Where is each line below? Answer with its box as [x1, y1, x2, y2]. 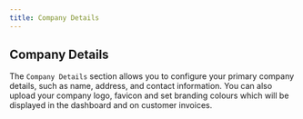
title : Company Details [9, 13, 100, 23]
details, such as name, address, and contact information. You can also [9, 81, 273, 92]
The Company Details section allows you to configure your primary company [9, 71, 295, 82]
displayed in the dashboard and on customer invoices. [9, 100, 213, 111]
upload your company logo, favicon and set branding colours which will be [9, 90, 289, 101]
